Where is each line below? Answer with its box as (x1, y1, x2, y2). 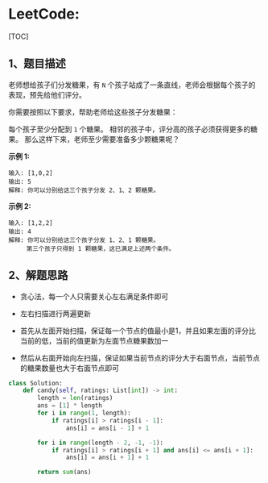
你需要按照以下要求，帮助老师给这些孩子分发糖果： (8, 106, 178, 117)
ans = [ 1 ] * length (37, 402, 103, 410)
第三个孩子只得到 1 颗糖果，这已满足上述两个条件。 (26, 244, 175, 252)
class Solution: (8, 379, 63, 387)
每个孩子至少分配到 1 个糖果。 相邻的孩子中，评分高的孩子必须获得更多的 (8, 124, 251, 134)
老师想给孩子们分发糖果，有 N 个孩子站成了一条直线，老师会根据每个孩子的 (8, 80, 256, 90)
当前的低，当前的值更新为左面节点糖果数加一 (19, 335, 169, 345)
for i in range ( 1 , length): (37, 409, 131, 418)
